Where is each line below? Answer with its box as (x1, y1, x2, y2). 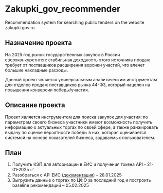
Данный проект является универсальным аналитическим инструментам (5, 76, 157, 82)
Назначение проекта (5, 39, 72, 47)
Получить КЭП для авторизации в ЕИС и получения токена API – (12, 161, 146, 167)
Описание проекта (5, 101, 65, 109)
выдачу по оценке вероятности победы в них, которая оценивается (5, 129, 147, 135)
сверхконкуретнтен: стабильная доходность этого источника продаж (5, 57, 150, 63)
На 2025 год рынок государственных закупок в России (5, 52, 120, 57)
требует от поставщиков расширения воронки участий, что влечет (5, 62, 145, 68)
